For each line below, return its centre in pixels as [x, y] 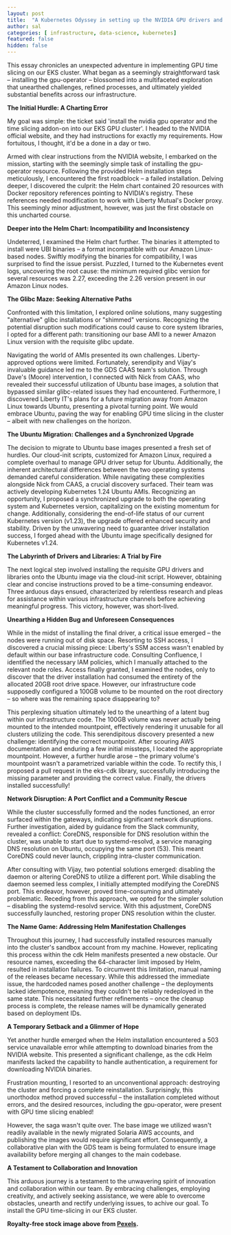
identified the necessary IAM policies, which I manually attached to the [107, 662]
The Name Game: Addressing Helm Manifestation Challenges [97, 927]
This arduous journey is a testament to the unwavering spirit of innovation [111, 1181]
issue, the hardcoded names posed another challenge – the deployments [110, 984]
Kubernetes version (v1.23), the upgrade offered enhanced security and [109, 521]
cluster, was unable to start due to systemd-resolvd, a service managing [109, 841]
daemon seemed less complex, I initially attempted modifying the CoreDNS [113, 884]
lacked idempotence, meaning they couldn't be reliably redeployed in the [110, 991]
